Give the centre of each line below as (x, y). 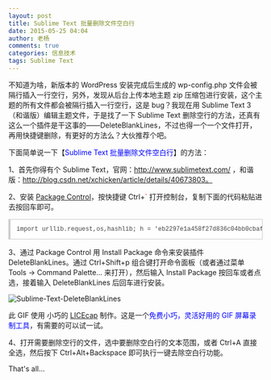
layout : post (30, 16)
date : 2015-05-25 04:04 (48, 31)
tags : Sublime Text (41, 61)
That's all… (27, 369)
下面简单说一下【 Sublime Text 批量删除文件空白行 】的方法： (109, 152)
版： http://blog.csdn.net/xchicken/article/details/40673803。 (110, 179)
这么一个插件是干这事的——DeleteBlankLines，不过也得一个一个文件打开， (132, 125)
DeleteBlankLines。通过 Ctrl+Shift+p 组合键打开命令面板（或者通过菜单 (127, 262)
